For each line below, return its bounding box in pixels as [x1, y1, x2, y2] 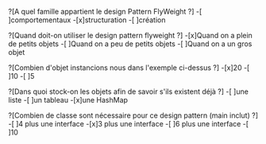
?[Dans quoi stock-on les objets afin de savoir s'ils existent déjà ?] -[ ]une [8, 87, 249, 96]
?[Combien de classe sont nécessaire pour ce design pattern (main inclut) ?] [8, 111, 258, 120]
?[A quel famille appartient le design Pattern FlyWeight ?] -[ [8, 7, 202, 16]
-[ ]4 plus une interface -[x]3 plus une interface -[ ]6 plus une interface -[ [8, 119, 249, 128]
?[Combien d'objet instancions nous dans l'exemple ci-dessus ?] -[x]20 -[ [8, 63, 250, 72]
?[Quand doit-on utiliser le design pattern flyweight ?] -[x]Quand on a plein [8, 31, 253, 40]
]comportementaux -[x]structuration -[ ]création [8, 15, 166, 25]
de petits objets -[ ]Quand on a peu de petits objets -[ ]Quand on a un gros [8, 39, 253, 49]
